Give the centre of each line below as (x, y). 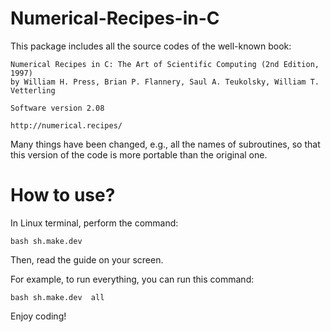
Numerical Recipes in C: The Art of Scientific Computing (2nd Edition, (165, 64)
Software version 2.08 (57, 108)
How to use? (63, 195)
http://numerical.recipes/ (66, 125)
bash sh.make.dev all (57, 297)
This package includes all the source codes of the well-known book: (151, 46)
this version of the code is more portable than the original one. (139, 154)
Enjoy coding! (38, 316)
